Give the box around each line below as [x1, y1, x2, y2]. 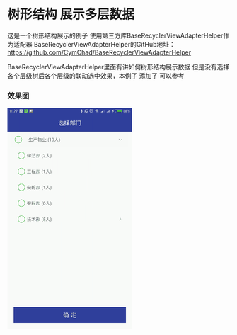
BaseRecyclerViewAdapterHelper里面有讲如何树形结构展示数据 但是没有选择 [7, 62, 230, 71]
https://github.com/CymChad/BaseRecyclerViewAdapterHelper [7, 47, 192, 57]
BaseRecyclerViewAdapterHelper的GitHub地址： [33, 40, 175, 48]
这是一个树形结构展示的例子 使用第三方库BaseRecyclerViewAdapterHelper [7, 31, 224, 40]
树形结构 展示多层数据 [7, 6, 134, 23]
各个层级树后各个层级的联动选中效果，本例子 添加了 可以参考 [7, 72, 185, 80]
